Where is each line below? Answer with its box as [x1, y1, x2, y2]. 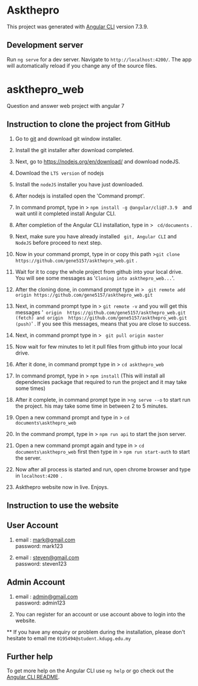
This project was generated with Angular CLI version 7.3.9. [6, 23, 148, 30]
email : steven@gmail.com [15, 554, 80, 561]
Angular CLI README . [6, 674, 60, 681]
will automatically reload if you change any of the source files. [6, 62, 157, 69]
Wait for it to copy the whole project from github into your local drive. [15, 268, 183, 275]
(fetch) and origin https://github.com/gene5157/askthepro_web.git [15, 315, 187, 321]
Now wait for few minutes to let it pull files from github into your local [15, 343, 183, 350]
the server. [15, 454, 42, 461]
